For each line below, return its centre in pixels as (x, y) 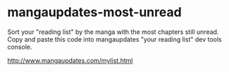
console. (20, 47)
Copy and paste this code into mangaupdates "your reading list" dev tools (114, 39)
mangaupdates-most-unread (94, 12)
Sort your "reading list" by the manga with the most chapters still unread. (113, 32)
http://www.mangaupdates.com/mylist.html (70, 60)
